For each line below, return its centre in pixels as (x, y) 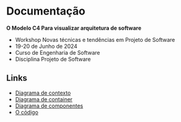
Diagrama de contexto (43, 93)
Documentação (46, 11)
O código (26, 112)
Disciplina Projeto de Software (53, 59)
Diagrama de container (44, 99)
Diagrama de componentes (49, 106)
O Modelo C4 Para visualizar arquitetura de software (74, 28)
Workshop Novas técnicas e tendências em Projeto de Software (95, 39)
